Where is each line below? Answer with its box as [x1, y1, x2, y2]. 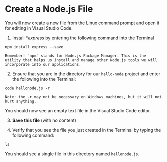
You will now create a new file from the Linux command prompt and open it [5, 20, 160, 26]
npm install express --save [5, 44, 64, 49]
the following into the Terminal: [12, 76, 76, 82]
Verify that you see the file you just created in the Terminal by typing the [12, 127, 161, 133]
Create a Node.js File [5, 3, 93, 15]
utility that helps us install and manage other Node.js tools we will [5, 57, 157, 63]
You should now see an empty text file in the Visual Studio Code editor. [5, 107, 151, 113]
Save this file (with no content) [12, 117, 76, 123]
